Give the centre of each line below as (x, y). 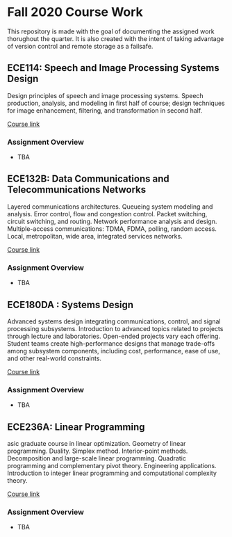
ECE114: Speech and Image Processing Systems (114, 68)
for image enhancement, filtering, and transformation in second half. (105, 110)
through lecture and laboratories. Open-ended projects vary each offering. (114, 336)
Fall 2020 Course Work (75, 12)
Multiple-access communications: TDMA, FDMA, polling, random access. (112, 229)
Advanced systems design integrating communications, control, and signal (114, 321)
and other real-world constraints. (55, 358)
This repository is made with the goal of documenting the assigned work (111, 31)
